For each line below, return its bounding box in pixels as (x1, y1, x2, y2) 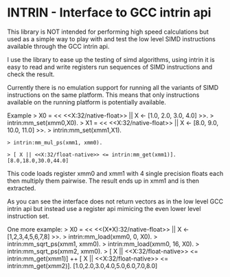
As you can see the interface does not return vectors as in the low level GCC (7, 197, 224, 206)
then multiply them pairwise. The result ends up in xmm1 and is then (7, 177, 200, 185)
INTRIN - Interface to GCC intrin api (7, 5, 211, 21)
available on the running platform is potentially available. (7, 98, 166, 106)
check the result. (7, 70, 55, 78)
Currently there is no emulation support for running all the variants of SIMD (7, 83, 219, 91)
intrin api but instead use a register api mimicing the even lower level (7, 204, 201, 212)
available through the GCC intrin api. (7, 42, 110, 50)
